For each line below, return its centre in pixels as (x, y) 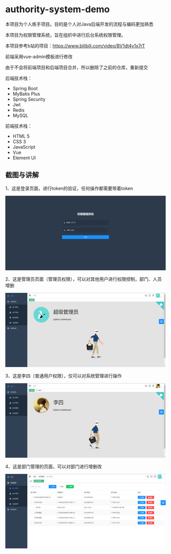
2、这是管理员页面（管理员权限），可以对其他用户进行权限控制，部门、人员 (83, 279)
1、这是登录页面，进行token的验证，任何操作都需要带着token (69, 188)
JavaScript (24, 147)
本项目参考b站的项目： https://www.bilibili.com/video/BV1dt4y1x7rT (75, 46)
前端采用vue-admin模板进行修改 (39, 57)
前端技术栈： (19, 126)
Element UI (24, 158)
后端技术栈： (19, 78)
